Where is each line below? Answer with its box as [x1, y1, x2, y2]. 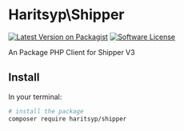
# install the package [8, 107, 84, 115]
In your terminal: [8, 92, 62, 101]
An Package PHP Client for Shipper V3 [8, 47, 135, 57]
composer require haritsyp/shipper [8, 114, 127, 123]
